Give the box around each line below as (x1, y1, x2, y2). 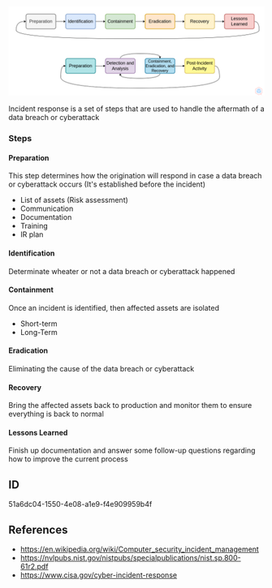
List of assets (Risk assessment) (19, 195, 128, 205)
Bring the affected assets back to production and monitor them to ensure (8, 401, 253, 410)
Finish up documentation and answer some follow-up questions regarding (8, 445, 256, 456)
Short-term (19, 319, 58, 328)
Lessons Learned (8, 427, 68, 437)
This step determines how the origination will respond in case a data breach (8, 171, 262, 181)
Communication (19, 204, 74, 213)
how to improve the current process (8, 454, 128, 464)
